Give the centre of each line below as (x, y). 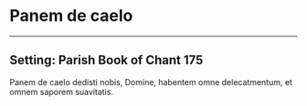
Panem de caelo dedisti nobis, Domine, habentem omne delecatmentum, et (151, 82)
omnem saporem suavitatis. (62, 92)
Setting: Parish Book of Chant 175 (106, 60)
